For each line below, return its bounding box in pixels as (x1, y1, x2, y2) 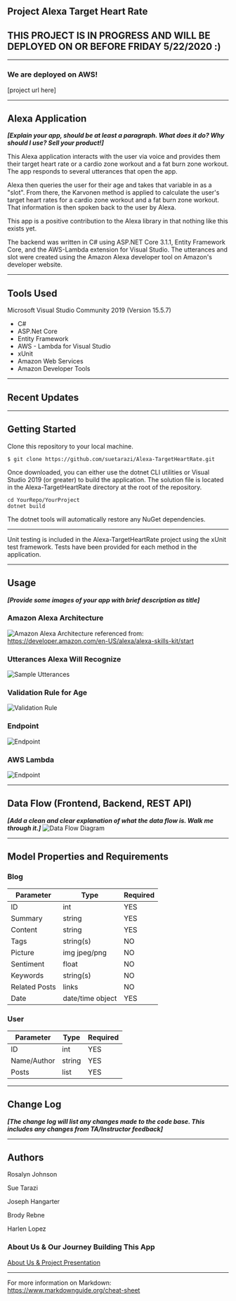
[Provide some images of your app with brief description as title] (7, 595, 200, 604)
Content (11, 924, 37, 934)
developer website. (7, 260, 63, 269)
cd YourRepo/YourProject (7, 496, 80, 503)
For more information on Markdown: (7, 1279, 112, 1287)
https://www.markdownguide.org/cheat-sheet (7, 1286, 140, 1294)
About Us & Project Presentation (7, 1258, 100, 1267)
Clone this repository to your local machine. (7, 442, 133, 451)
